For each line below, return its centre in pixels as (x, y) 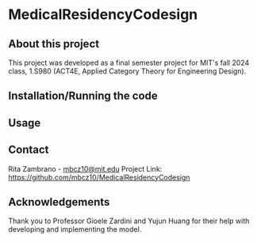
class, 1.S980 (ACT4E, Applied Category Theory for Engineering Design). (127, 71)
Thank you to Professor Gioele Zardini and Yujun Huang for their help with (129, 221)
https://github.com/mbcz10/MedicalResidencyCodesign (99, 177)
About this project (54, 44)
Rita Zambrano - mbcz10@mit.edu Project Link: (85, 168)
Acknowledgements (59, 202)
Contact (29, 150)
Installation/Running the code (83, 96)
